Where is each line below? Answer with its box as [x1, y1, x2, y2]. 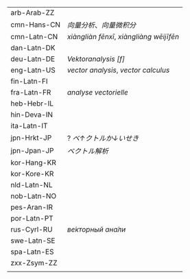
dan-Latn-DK [10, 43, 56, 52]
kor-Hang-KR [10, 158, 56, 167]
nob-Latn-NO [10, 191, 57, 201]
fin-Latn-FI [10, 77, 48, 86]
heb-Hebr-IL [10, 99, 54, 108]
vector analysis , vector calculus [67, 65, 170, 75]
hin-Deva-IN [10, 110, 54, 119]
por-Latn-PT [10, 214, 54, 223]
